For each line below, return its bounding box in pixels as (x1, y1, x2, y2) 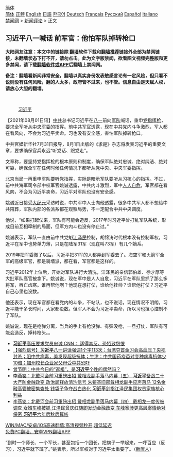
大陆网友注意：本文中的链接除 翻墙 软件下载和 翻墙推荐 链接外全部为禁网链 (5, 48, 160, 55)
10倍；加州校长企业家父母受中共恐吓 (12, 359, 90, 366)
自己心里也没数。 (5, 288, 42, 294)
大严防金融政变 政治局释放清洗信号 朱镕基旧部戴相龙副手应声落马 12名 (12, 379, 161, 385)
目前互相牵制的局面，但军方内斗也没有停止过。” (9, 223, 109, 230)
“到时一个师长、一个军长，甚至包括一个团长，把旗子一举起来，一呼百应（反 (5, 439, 166, 446)
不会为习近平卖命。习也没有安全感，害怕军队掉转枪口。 (27, 130, 145, 136)
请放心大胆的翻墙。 (5, 85, 46, 91)
